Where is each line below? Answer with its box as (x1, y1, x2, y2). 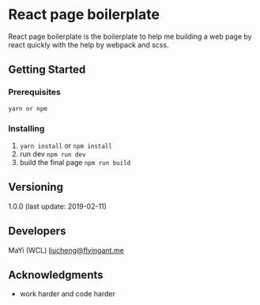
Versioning (8, 180, 63, 194)
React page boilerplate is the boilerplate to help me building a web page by (8, 32, 252, 41)
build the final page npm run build (19, 157, 131, 167)
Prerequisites (8, 87, 61, 98)
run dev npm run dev (19, 149, 86, 159)
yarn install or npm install (19, 141, 112, 150)
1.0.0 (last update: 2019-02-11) (8, 201, 107, 211)
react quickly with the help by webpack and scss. (8, 40, 169, 49)
